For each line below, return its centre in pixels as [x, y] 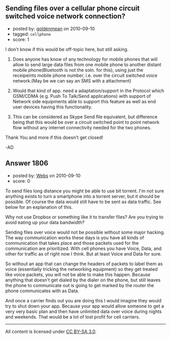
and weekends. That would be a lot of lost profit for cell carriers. [73, 317]
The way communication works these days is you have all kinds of [75, 237]
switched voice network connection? [65, 17]
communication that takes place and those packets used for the [72, 243]
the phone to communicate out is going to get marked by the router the [80, 285]
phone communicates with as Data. [42, 291]
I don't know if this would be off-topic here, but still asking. [67, 49]
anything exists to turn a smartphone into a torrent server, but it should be [83, 196]
